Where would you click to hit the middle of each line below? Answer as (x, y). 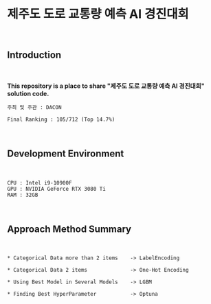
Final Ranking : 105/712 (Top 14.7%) (61, 119)
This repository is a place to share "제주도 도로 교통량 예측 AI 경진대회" (106, 86)
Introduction (34, 55)
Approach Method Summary (69, 229)
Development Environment (66, 154)
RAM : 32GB (23, 195)
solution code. (28, 93)
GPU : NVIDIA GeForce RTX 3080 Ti (57, 189)
